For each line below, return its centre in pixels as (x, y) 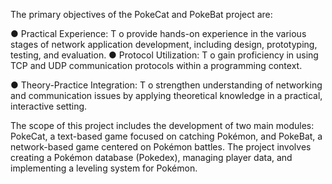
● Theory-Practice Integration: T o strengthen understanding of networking (166, 85)
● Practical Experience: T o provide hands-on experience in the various (158, 33)
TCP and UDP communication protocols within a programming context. (156, 65)
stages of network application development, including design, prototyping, (164, 44)
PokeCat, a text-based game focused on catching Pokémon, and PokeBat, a (166, 136)
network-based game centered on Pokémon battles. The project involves (161, 147)
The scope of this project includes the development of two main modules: (162, 125)
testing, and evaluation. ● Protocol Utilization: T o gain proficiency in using (164, 55)
